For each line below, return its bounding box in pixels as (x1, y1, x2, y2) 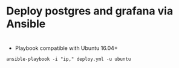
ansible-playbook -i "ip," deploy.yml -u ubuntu (6, 56, 131, 63)
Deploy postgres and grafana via (6, 4, 174, 18)
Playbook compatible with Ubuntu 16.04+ (15, 45, 118, 52)
